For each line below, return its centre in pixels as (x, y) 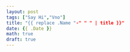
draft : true (21, 39)
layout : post (22, 12)
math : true (20, 34)
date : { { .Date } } (29, 28)
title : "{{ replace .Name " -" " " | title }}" (65, 23)
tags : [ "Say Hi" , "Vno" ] (36, 17)
